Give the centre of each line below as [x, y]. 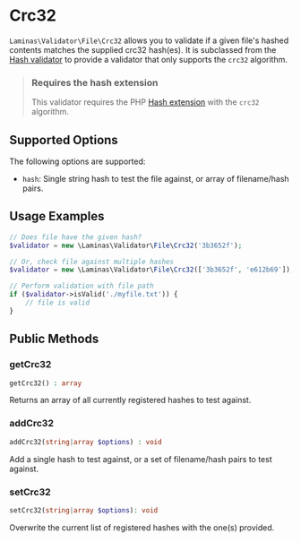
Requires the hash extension [95, 82]
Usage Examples [57, 216]
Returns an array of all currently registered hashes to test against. [130, 400]
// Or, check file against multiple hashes [92, 262]
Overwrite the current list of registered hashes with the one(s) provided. [142, 527]
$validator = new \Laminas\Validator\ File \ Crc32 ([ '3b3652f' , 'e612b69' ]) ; [152, 270]
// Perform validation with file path [82, 286]
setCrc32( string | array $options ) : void [84, 510]
